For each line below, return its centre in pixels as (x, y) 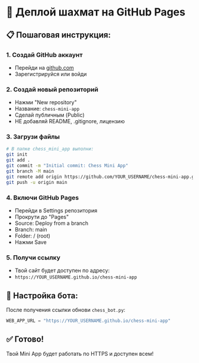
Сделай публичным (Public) (49, 115)
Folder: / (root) (32, 236)
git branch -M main (30, 171)
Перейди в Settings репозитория (56, 210)
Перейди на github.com (44, 67)
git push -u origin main (37, 182)
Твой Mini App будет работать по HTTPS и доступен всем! (80, 353)
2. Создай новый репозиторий (52, 89)
